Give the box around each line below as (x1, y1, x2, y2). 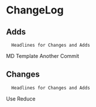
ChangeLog (6, 4, 64, 17)
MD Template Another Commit (6, 53, 80, 59)
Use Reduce (6, 95, 36, 102)
